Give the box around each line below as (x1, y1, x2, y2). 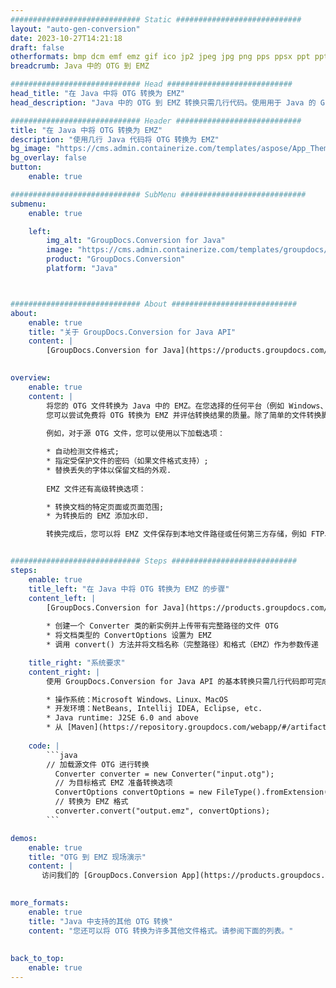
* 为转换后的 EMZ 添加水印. (46, 511, 150, 521)
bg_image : (10, 144, 52, 154)
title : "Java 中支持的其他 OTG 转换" (28, 916, 173, 926)
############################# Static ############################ (10, 14, 302, 25)
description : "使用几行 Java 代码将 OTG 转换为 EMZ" (10, 134, 220, 145)
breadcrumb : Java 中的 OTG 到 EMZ (10, 61, 150, 71)
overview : (10, 373, 52, 383)
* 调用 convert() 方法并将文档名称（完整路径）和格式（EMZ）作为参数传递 (46, 640, 319, 650)
